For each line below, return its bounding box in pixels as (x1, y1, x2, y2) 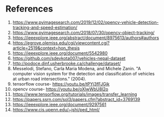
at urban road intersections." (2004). (12, 76, 87, 82)
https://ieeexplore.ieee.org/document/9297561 (12, 102, 107, 107)
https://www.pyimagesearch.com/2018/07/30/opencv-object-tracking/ (12, 29, 155, 35)
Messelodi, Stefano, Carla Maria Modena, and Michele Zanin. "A (12, 65, 141, 71)
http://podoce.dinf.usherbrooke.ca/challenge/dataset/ (12, 60, 121, 66)
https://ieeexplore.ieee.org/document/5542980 (12, 50, 108, 56)
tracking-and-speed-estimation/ (12, 24, 77, 30)
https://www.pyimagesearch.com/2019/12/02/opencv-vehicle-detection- (12, 19, 159, 25)
